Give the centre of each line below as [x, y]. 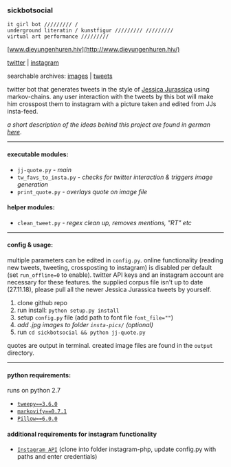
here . [14, 132]
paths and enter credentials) [57, 457]
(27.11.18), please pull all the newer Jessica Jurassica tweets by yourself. [109, 289]
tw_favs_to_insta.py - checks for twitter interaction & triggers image [115, 177]
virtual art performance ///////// [58, 37]
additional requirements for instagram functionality [82, 434]
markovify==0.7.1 [42, 412]
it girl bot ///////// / [43, 25]
